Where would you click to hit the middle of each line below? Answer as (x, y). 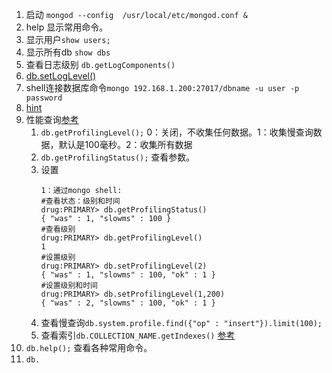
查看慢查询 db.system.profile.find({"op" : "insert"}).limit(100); (181, 322)
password (44, 98)
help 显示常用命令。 (67, 27)
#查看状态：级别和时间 (80, 201)
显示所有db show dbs (68, 52)
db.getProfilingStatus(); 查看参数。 (118, 157)
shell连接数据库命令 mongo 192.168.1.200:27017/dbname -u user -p (162, 87)
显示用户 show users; (68, 39)
